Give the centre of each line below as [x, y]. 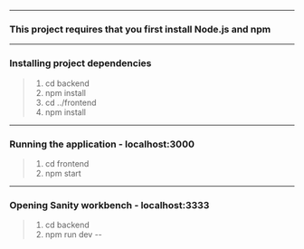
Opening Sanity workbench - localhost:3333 [109, 205]
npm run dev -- [73, 235]
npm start [63, 173]
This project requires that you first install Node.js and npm [140, 29]
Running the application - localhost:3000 [102, 144]
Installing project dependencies [81, 63]
